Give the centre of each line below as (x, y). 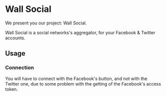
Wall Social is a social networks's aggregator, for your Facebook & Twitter (80, 32)
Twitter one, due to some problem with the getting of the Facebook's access (83, 84)
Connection (20, 68)
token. (12, 89)
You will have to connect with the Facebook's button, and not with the (76, 79)
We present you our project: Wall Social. (46, 23)
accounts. (15, 38)
